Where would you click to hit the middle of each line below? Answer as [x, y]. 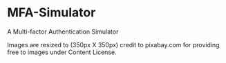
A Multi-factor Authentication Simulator [63, 32]
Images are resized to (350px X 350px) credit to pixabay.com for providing [113, 45]
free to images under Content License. [62, 52]
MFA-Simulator [51, 13]
